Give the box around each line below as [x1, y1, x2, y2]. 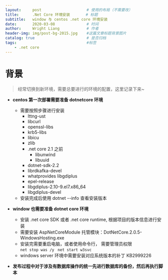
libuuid [35, 157, 49, 163]
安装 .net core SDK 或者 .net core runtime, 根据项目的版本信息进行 [20, 216, 157, 222]
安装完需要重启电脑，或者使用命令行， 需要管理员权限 [20, 241, 132, 247]
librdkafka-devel [27, 167, 62, 174]
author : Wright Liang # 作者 [5, 26, 99, 31]
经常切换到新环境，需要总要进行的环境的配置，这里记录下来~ [17, 86, 145, 92]
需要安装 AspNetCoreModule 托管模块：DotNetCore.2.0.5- [20, 229, 142, 235]
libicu [27, 134, 39, 140]
